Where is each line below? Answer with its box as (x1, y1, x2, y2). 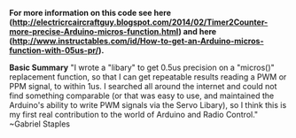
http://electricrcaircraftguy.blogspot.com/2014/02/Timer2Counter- (12, 17, 269, 27)
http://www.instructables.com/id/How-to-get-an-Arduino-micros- (12, 35, 264, 46)
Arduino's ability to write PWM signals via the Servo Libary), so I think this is (9, 100, 287, 110)
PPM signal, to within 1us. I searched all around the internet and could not (9, 81, 277, 91)
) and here (178, 27, 217, 36)
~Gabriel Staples (9, 119, 71, 129)
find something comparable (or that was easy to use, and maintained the (9, 90, 275, 101)
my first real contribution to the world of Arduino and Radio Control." (9, 110, 259, 119)
